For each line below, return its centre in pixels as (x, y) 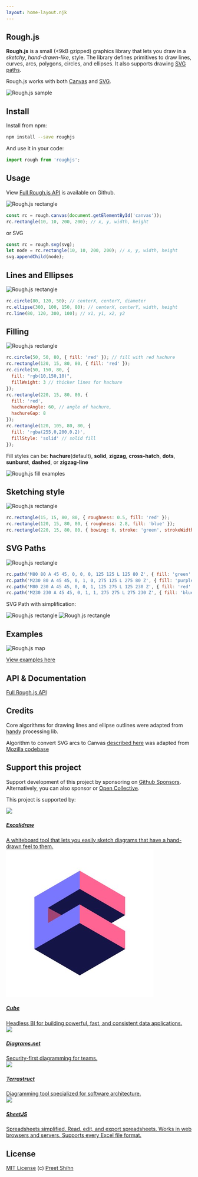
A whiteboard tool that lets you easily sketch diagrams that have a (86, 840)
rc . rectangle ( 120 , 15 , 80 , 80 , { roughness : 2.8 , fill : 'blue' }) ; (91, 524)
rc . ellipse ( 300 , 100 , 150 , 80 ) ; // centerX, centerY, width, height (92, 307)
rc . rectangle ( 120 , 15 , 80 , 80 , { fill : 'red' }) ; (68, 364)
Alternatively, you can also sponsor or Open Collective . (73, 788)
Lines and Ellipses (40, 275)
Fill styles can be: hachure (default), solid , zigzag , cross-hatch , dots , (91, 456)
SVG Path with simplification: (41, 604)
